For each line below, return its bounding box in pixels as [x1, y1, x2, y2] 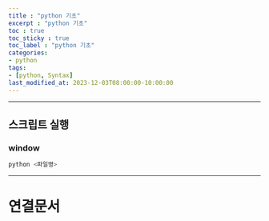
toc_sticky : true [8, 34, 70, 42]
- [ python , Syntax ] [8, 71, 74, 79]
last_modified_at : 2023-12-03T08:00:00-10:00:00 [8, 78, 174, 86]
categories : [8, 49, 48, 57]
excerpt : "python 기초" [8, 19, 88, 27]
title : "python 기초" [8, 11, 81, 20]
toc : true [8, 26, 45, 34]
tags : [8, 64, 26, 72]
